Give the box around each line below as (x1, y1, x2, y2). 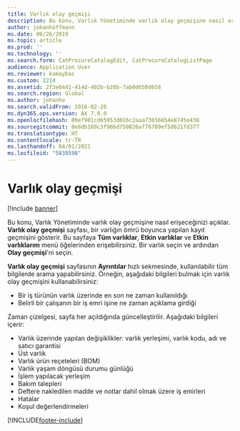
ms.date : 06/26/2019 (7, 30, 69, 38)
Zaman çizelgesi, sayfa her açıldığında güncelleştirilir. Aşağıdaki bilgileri (7, 312, 219, 321)
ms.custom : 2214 (7, 76, 56, 84)
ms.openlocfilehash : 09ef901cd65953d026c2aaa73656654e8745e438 (7, 116, 200, 123)
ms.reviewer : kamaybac (7, 70, 75, 77)
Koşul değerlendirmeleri (17, 402, 89, 410)
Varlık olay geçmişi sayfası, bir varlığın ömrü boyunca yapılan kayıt (7, 225, 205, 234)
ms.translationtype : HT (7, 130, 79, 137)
